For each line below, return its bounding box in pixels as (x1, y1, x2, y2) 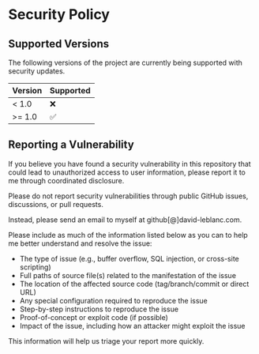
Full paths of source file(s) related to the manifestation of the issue (19, 270, 237, 280)
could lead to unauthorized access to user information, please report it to (8, 168, 246, 177)
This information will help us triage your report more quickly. (8, 336, 205, 345)
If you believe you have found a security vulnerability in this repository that (8, 159, 251, 168)
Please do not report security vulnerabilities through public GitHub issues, (8, 191, 249, 201)
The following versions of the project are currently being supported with (8, 58, 243, 67)
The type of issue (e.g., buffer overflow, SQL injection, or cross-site (19, 254, 239, 263)
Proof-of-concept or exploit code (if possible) (19, 312, 168, 322)
